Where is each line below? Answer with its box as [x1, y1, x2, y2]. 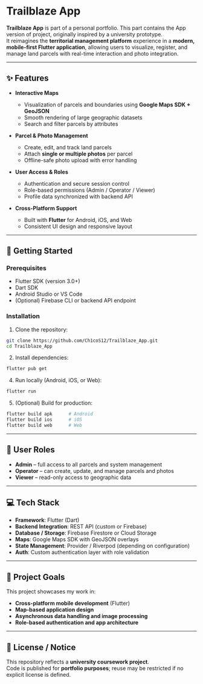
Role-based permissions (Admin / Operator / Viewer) [24, 186, 155, 194]
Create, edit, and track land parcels [24, 143, 112, 151]
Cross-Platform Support [14, 204, 77, 212]
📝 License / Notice [6, 642, 76, 653]
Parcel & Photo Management [14, 132, 89, 139]
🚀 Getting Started [6, 246, 73, 256]
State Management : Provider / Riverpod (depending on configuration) [14, 542, 190, 550]
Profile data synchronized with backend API [24, 192, 133, 200]
